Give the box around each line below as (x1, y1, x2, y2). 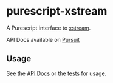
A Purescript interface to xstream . (6, 24, 91, 32)
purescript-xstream (6, 4, 108, 18)
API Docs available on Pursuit (6, 36, 80, 43)
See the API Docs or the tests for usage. (6, 70, 107, 77)
